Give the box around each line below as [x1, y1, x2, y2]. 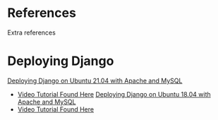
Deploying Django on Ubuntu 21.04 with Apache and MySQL [7, 76, 183, 85]
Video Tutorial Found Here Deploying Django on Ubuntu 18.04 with [17, 90, 212, 98]
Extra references [7, 28, 56, 37]
